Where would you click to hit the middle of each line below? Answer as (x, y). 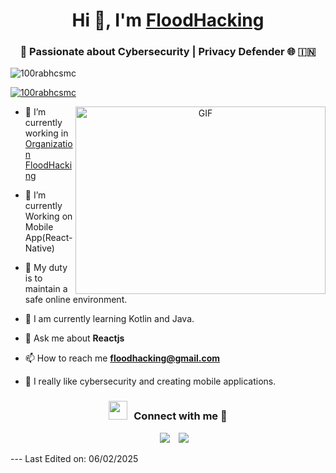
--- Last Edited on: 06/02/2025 (74, 458)
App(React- (48, 238)
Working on (48, 216)
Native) (39, 248)
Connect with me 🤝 (180, 416)
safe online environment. (76, 300)
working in (46, 133)
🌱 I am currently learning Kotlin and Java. (109, 319)
